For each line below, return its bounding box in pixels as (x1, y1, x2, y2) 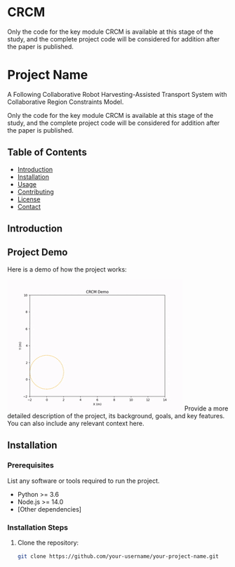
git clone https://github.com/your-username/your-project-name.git (17, 552, 219, 560)
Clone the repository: (17, 538, 79, 547)
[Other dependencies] (17, 505, 82, 513)
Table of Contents (7, 147, 88, 159)
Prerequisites (7, 460, 54, 470)
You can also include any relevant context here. (7, 419, 145, 427)
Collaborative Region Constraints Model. (7, 98, 124, 106)
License (17, 194, 41, 204)
